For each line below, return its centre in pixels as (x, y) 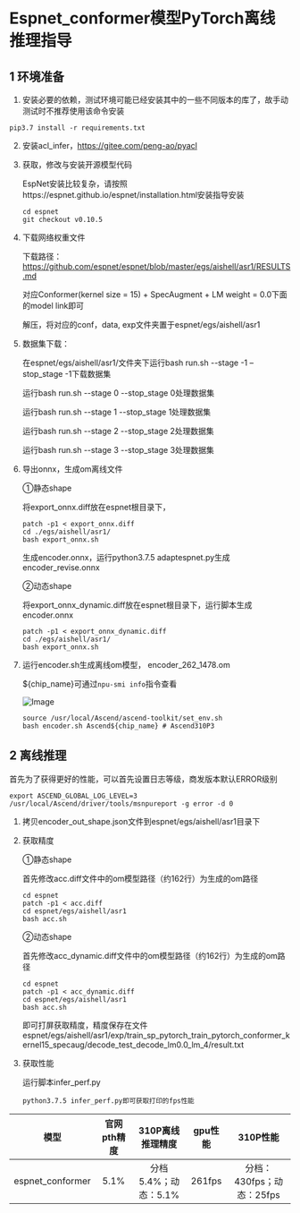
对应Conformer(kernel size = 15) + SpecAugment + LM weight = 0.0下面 (154, 295)
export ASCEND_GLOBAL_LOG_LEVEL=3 (74, 796)
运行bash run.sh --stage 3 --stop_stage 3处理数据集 (118, 450)
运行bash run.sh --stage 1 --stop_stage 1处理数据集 (117, 412)
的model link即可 (53, 306)
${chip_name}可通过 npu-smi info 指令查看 (99, 684)
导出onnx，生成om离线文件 (72, 469)
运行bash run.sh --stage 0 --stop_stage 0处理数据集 (118, 393)
